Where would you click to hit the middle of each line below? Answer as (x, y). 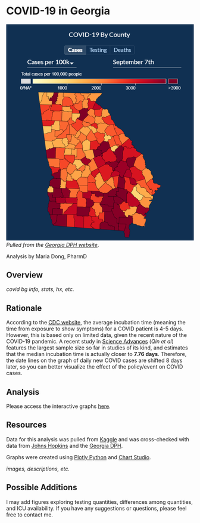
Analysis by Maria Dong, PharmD (47, 256)
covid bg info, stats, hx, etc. (40, 289)
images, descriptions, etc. (38, 469)
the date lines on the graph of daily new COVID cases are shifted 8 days (94, 360)
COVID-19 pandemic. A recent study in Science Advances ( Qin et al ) (90, 342)
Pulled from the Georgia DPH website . (53, 245)
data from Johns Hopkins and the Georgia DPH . (65, 445)
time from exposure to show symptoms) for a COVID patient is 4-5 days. (95, 329)
